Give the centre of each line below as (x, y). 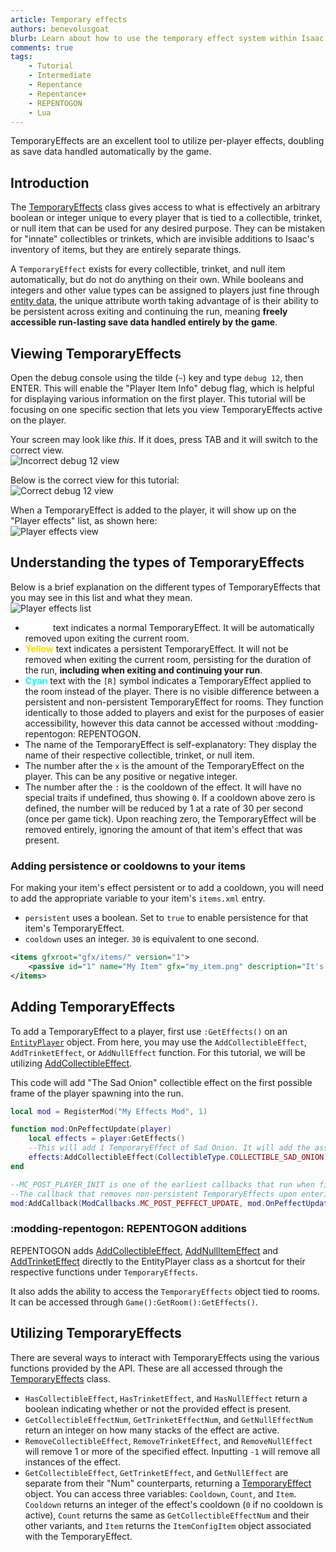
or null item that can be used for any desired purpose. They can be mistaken (167, 228)
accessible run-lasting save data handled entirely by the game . (144, 322)
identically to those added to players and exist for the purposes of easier (174, 712)
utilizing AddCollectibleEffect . (71, 1063)
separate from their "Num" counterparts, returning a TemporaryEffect (168, 1483)
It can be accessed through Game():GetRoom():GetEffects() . (134, 1302)
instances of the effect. (72, 1462)
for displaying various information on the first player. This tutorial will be (158, 399)
